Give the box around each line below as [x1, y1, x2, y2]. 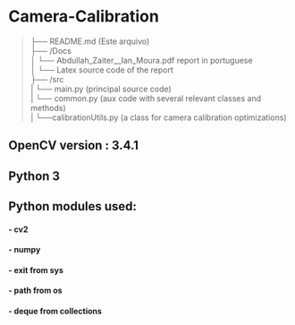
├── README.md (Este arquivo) [29, 36, 150, 47]
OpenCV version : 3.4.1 [8, 138, 139, 153]
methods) [29, 102, 66, 113]
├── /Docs [29, 45, 72, 56]
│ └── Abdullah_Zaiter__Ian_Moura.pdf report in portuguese [29, 55, 253, 65]
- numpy [8, 244, 41, 255]
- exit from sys [8, 264, 63, 275]
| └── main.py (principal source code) [29, 83, 172, 94]
